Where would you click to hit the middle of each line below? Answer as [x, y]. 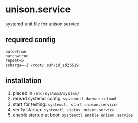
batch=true [17, 56]
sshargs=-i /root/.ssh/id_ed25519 [42, 65]
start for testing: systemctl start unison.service [64, 104]
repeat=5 [15, 60]
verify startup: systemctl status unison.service [64, 109]
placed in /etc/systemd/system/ [46, 93]
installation [24, 81]
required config [31, 40]
